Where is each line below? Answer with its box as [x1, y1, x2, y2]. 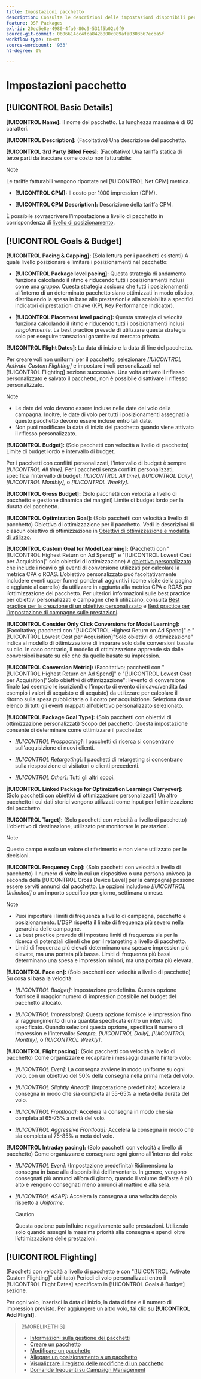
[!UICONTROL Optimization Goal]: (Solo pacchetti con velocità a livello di [6, 514, 188, 522]
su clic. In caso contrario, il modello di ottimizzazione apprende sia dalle [6, 645, 184, 653]
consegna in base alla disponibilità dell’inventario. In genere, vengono [14, 1168, 187, 1175]
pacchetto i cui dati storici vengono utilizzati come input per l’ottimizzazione [6, 798, 193, 805]
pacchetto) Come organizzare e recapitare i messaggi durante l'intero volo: [6, 1054, 191, 1061]
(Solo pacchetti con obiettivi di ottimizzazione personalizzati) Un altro [6, 792, 178, 799]
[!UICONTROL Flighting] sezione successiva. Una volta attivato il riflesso [6, 368, 185, 375]
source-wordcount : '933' [6, 43, 68, 49]
